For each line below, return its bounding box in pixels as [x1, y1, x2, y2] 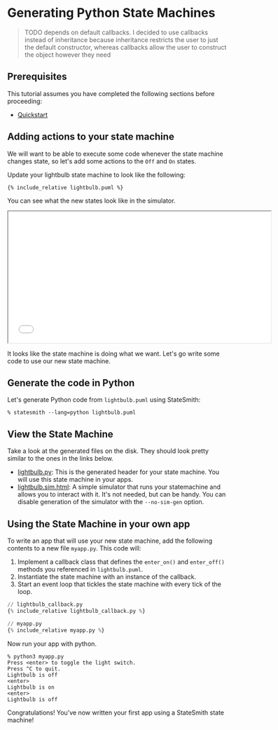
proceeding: [7, 97, 43, 105]
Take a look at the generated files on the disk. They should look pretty [7, 447, 209, 455]
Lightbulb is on [7, 684, 55, 691]
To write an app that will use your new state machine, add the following [7, 536, 213, 545]
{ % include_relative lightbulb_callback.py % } [7, 607, 146, 614]
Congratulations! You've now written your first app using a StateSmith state [7, 708, 225, 717]
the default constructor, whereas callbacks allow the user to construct [24, 43, 227, 51]
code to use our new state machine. [7, 356, 111, 365]
